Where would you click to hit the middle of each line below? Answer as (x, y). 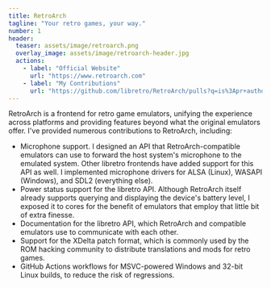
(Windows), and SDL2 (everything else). (86, 181)
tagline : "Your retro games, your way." (77, 23)
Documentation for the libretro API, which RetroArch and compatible (133, 223)
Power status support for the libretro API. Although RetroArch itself (131, 190)
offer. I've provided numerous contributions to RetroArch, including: (120, 131)
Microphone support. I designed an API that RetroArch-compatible (130, 147)
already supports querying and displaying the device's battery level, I (135, 198)
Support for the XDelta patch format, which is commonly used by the (134, 241)
